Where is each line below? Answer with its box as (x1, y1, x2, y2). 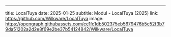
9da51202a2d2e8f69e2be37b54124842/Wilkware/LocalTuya (5, 26, 133, 32)
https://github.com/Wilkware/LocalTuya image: (5, 16, 104, 21)
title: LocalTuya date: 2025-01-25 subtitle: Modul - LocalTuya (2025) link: (5, 10, 159, 16)
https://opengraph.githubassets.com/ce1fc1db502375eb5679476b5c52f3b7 (5, 21, 165, 27)
